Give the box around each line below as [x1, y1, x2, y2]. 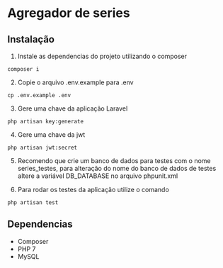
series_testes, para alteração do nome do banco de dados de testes [17, 164, 217, 172]
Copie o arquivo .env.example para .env [17, 78, 134, 86]
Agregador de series [7, 5, 130, 21]
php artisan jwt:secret [7, 144, 78, 151]
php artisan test [7, 199, 59, 206]
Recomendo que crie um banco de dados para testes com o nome [17, 157, 211, 164]
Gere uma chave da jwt [17, 130, 86, 139]
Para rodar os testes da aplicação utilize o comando [17, 186, 170, 194]
